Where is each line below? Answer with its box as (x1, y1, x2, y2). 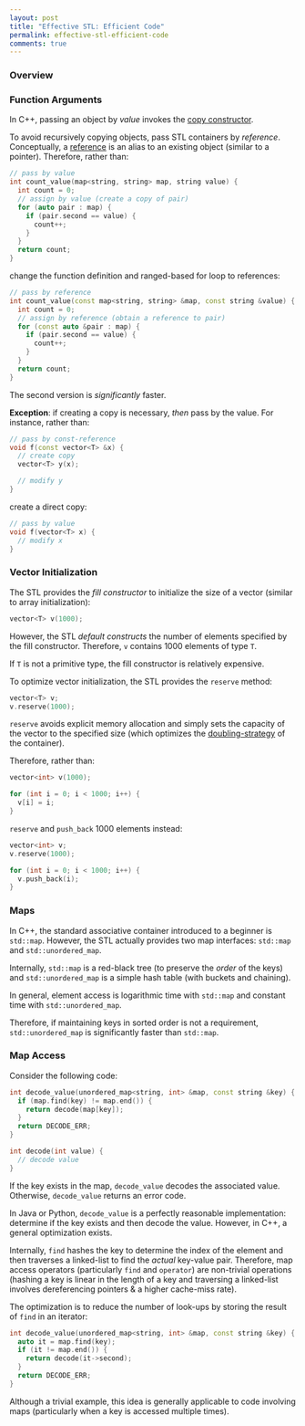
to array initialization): (9, 596, 91, 607)
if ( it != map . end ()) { (17, 1346, 107, 1355)
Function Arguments (9, 93, 103, 106)
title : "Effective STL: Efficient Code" (9, 22, 166, 31)
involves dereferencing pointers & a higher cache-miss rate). (9, 1284, 237, 1295)
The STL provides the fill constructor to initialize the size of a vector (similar (9, 586, 293, 598)
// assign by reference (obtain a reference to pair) (17, 313, 226, 322)
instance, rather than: (9, 416, 90, 427)
